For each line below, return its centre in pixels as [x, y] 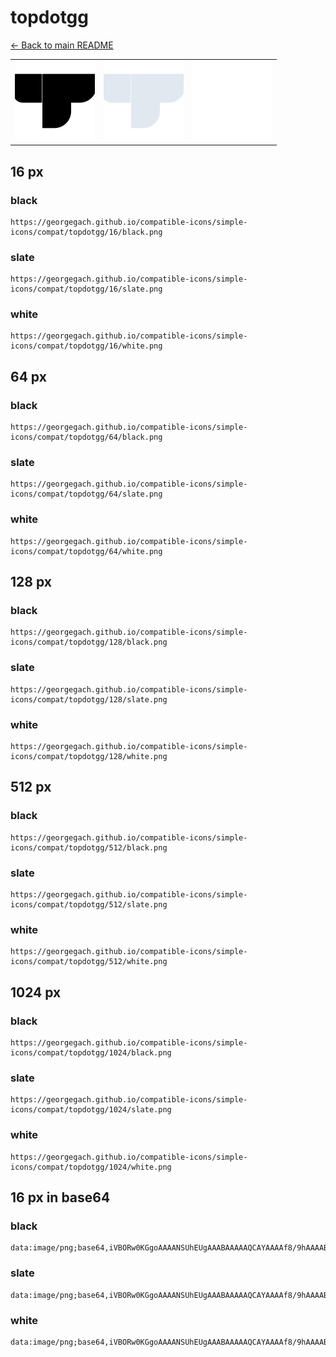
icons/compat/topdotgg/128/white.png [89, 757]
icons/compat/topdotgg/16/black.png [86, 232]
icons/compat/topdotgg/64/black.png [86, 437]
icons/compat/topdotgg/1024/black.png [91, 1053]
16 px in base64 [60, 1197]
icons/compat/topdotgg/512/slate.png [89, 905]
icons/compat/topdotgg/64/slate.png [86, 494]
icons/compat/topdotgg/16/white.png [86, 346]
